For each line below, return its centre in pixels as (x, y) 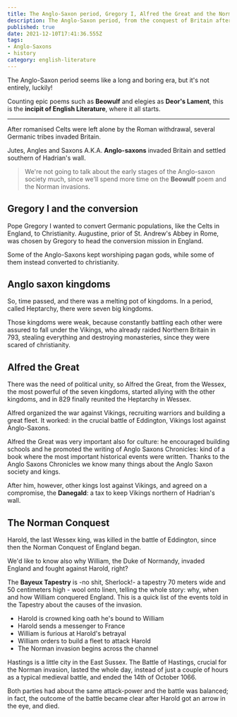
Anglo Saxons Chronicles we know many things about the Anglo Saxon (110, 465)
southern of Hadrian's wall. (47, 158)
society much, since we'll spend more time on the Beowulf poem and (126, 179)
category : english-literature (52, 60)
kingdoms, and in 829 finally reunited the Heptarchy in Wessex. (99, 400)
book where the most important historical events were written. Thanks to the (119, 457)
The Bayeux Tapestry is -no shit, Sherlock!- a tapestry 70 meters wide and (116, 582)
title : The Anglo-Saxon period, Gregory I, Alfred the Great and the (112, 14)
